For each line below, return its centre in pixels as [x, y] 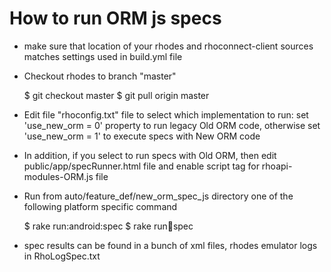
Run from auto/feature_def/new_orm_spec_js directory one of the [158, 196]
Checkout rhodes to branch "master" [100, 76]
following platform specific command [100, 206]
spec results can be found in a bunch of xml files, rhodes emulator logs [170, 245]
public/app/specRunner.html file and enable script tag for [141, 166]
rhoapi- [277, 166]
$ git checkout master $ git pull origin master [116, 95]
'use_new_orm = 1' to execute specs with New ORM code [142, 136]
